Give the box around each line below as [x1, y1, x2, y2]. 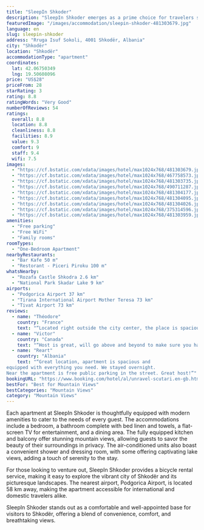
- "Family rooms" [12, 234, 56, 240]
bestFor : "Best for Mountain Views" [6, 381, 99, 387]
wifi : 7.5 [12, 155, 36, 161]
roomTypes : [6, 240, 34, 246]
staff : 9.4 [12, 150, 39, 156]
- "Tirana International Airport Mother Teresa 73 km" [12, 297, 154, 303]
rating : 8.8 [6, 93, 36, 100]
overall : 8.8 [12, 116, 45, 122]
